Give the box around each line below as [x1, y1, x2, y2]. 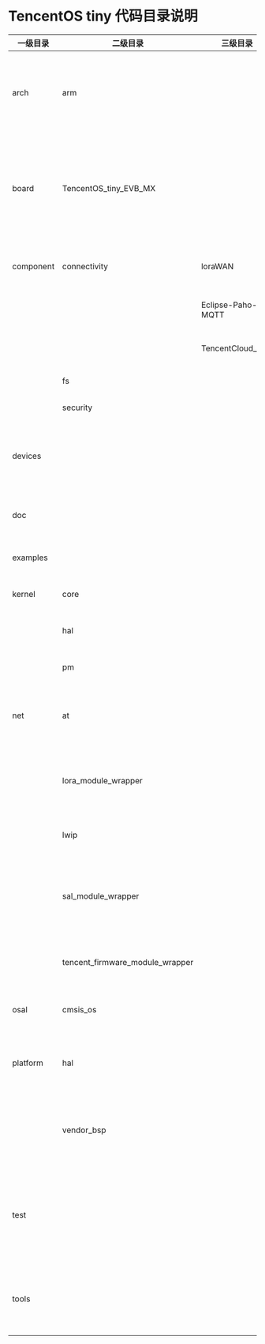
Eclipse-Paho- [200, 299, 258, 310]
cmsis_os [62, 1004, 97, 1015]
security [62, 402, 93, 413]
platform [12, 1057, 43, 1068]
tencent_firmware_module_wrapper [62, 956, 194, 967]
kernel [12, 588, 35, 599]
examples [12, 552, 49, 563]
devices [12, 450, 42, 461]
